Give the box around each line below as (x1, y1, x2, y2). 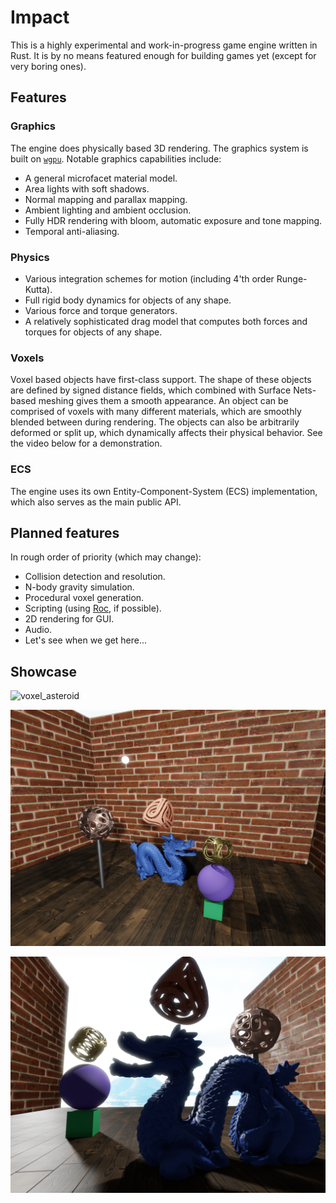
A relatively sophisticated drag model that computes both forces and (24, 315, 308, 327)
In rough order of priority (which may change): (10, 551, 202, 563)
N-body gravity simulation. (24, 581, 135, 593)
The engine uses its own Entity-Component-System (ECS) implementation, (10, 485, 318, 497)
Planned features (10, 524, 120, 541)
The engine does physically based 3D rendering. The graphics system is (10, 142, 309, 154)
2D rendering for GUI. (24, 613, 115, 625)
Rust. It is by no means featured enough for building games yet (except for (10, 49, 317, 61)
